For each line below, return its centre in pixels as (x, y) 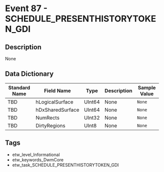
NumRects (48, 118)
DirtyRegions (51, 125)
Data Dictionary (29, 74)
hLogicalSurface (55, 102)
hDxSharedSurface (58, 110)
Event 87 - (26, 9)
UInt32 (92, 118)
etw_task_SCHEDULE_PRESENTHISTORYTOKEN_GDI (65, 165)
